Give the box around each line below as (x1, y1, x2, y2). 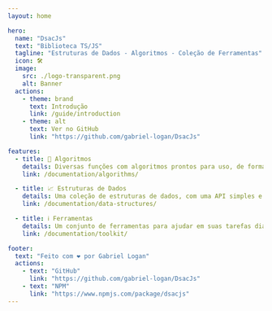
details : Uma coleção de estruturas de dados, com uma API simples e (22, 192, 263, 200)
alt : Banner (22, 79, 63, 88)
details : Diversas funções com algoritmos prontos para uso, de (22, 162, 244, 171)
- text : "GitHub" (22, 267, 81, 275)
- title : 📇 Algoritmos (15, 155, 92, 163)
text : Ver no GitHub (28, 125, 99, 134)
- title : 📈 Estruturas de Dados (15, 185, 127, 193)
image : (15, 64, 37, 73)
